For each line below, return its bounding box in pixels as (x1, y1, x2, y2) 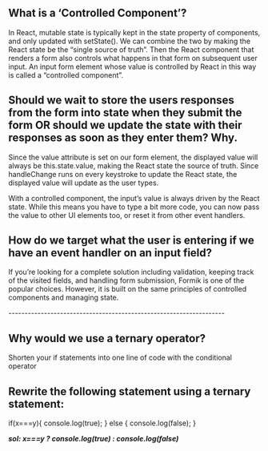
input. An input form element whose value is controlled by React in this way (8, 62, 257, 71)
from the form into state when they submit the (8, 106, 242, 119)
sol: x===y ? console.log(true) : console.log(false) (8, 434, 179, 444)
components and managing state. (8, 292, 119, 303)
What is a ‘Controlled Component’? (8, 6, 187, 20)
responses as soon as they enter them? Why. (8, 131, 238, 145)
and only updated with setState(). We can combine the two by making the (8, 36, 250, 46)
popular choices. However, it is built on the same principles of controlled (8, 284, 246, 294)
